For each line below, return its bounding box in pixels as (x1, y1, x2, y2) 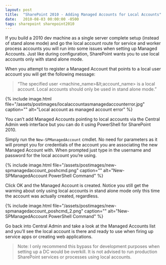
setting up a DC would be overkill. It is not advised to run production (17, 248, 158, 255)
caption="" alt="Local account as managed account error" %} (5, 106, 133, 112)
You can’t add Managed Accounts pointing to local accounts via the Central (5, 116, 161, 122)
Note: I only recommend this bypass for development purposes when (17, 243, 160, 249)
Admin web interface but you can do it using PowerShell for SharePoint (5, 121, 151, 127)
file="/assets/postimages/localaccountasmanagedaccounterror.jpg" (5, 101, 145, 107)
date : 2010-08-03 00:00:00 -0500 (5, 16, 79, 21)
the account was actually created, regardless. (5, 193, 99, 199)
